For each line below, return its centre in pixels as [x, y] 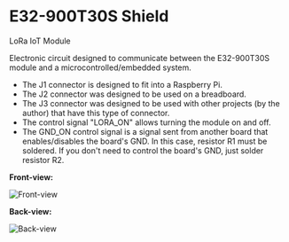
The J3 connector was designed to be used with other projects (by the [151, 103]
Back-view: [31, 211]
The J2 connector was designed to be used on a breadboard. [134, 94]
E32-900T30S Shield [89, 16]
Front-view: [31, 177]
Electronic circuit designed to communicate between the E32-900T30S [140, 58]
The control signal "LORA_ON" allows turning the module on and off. [147, 122]
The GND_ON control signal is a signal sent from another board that [145, 131]
